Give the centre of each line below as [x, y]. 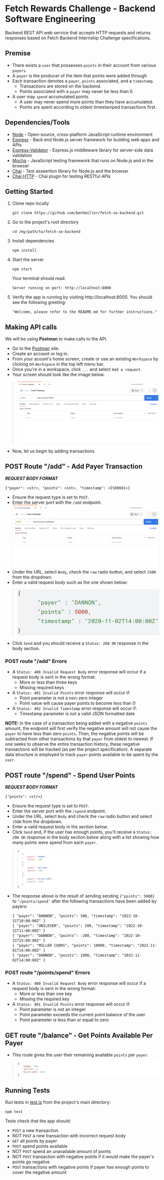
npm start [22, 269]
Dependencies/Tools [37, 123]
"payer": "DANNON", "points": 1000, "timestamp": [68, 955]
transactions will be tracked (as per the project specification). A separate [79, 749]
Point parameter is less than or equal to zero [64, 1020]
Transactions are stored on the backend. [60, 86]
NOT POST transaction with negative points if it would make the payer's [83, 1157]
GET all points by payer [35, 1141]
